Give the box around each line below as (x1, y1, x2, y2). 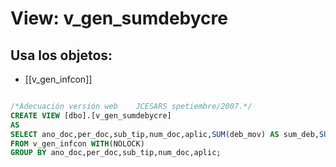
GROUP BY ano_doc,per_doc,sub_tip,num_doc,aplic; (10, 148, 222, 158)
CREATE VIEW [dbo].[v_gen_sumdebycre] (10, 110, 172, 121)
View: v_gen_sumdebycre (10, 7, 228, 30)
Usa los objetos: (10, 47, 113, 64)
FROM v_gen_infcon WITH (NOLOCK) (10, 138, 145, 149)
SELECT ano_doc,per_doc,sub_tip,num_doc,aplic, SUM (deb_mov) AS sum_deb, (10, 129, 320, 139)
